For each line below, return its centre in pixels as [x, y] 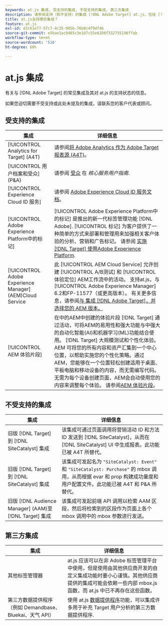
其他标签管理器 [25, 575]
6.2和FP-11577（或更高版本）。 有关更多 [103, 293]
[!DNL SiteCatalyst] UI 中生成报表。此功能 [111, 445]
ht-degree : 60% [21, 47]
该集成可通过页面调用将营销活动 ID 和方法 [111, 430]
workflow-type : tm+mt [28, 38]
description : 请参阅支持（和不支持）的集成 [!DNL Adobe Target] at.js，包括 [80, 15]
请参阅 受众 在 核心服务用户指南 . [92, 173]
